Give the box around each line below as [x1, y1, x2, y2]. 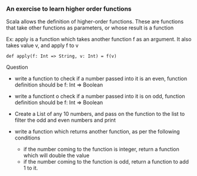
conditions [14, 134, 41, 141]
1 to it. [23, 164, 38, 172]
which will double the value [23, 152, 90, 159]
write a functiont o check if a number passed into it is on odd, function [14, 93, 185, 100]
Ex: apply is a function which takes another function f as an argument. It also [6, 36, 192, 43]
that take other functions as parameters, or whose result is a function [6, 24, 174, 31]
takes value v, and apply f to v [6, 42, 79, 49]
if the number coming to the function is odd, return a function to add [23, 158, 189, 165]
